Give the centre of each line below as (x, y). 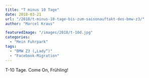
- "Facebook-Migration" (34, 56)
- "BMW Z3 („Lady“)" (31, 51)
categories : (18, 37)
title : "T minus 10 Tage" (32, 10)
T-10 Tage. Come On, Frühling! (37, 70)
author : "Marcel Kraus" (30, 24)
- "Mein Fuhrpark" (29, 42)
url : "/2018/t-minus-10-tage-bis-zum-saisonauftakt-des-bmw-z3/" (75, 19)
